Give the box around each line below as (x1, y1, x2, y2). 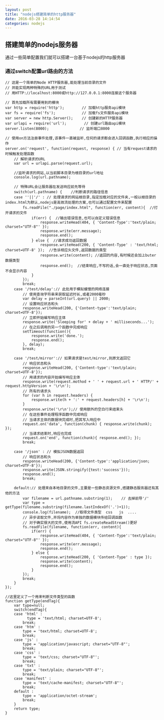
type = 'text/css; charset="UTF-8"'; (23, 655, 99, 660)
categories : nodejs (5, 21, 45, 26)
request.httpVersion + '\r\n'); (5, 384, 71, 389)
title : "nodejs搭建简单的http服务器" (5, 12, 76, 17)
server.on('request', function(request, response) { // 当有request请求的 (5, 146, 158, 151)
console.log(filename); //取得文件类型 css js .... (23, 510, 137, 515)
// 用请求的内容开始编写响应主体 (23, 375, 81, 380)
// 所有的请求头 (23, 389, 51, 394)
